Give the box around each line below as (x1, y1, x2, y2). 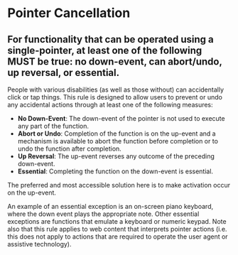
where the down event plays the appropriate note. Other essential (7, 210, 200, 218)
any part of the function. (17, 122, 89, 130)
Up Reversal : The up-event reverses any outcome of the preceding (17, 152, 215, 161)
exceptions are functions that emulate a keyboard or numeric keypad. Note (7, 217, 227, 225)
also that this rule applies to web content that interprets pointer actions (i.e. (7, 225, 227, 233)
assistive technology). (7, 240, 72, 248)
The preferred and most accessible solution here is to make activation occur (7, 181, 231, 189)
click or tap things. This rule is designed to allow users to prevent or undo (7, 93, 222, 101)
